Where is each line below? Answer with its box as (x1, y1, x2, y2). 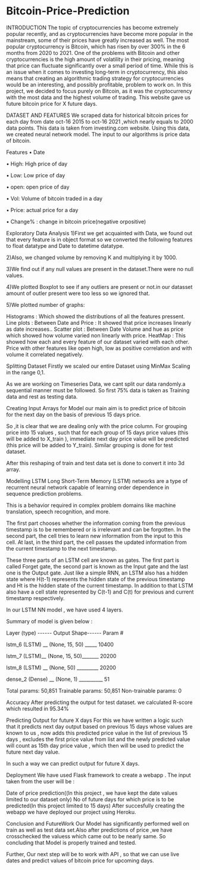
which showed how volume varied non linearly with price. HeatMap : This (6, 331, 186, 339)
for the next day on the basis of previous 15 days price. (6, 411, 141, 418)
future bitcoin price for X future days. (6, 100, 98, 107)
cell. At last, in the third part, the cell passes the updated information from (6, 539, 187, 546)
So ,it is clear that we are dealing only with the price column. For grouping (6, 422, 187, 429)
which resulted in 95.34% (6, 705, 70, 712)
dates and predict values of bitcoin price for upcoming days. (6, 857, 155, 864)
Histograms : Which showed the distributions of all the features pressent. (6, 312, 186, 320)
